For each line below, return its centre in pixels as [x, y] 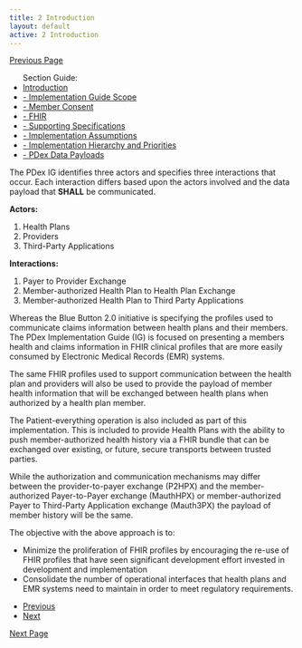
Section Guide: [50, 78]
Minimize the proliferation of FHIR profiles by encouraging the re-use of [156, 550]
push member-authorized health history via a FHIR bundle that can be [139, 440]
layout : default [40, 26]
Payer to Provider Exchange [74, 281]
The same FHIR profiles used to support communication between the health [151, 374]
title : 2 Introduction [52, 18]
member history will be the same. [71, 515]
